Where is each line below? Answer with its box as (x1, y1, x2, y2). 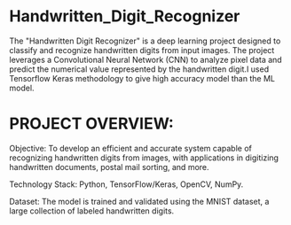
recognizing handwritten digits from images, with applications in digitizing (9, 152, 279, 163)
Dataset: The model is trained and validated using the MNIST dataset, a (9, 196, 270, 206)
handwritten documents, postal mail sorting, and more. (9, 161, 210, 172)
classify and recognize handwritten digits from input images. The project (9, 44, 275, 55)
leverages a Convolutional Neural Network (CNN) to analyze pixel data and (9, 54, 282, 65)
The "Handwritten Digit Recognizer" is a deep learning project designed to (9, 35, 281, 46)
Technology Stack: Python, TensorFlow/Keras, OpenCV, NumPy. (9, 179, 244, 190)
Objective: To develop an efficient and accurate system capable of (9, 143, 253, 153)
